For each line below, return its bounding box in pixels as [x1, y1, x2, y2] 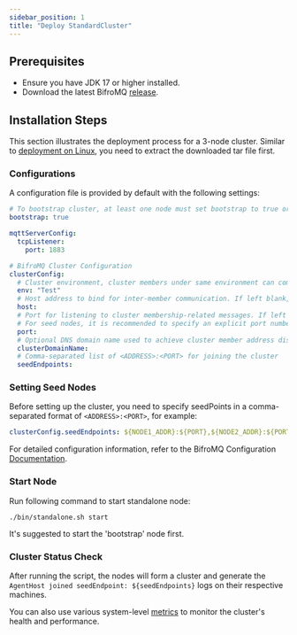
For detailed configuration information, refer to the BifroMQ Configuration [9, 444, 277, 454]
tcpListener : [17, 237, 65, 246]
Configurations [9, 167, 76, 180]
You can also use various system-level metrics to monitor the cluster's [9, 606, 265, 616]
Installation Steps [9, 112, 108, 128]
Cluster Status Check [9, 550, 103, 562]
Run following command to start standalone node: [9, 495, 191, 506]
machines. [9, 589, 47, 600]
